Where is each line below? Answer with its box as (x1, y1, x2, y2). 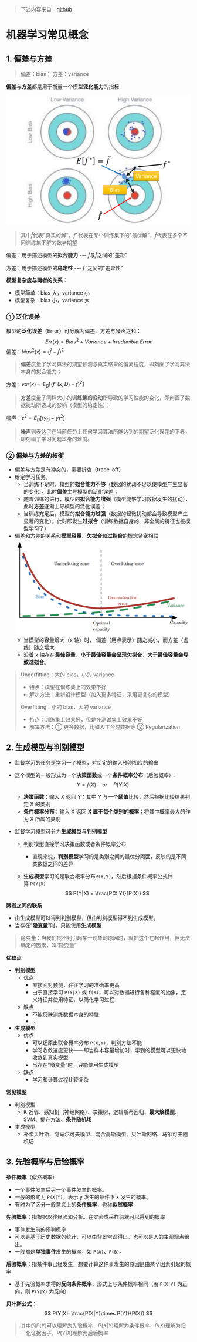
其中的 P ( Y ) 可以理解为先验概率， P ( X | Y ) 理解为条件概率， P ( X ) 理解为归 (20, 1322, 186, 1329)
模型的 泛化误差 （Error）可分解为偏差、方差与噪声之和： (6, 327, 142, 335)
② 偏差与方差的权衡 (6, 451, 64, 460)
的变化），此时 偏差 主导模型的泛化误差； (23, 488, 119, 495)
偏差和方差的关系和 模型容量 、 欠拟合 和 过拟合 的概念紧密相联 (14, 533, 159, 540)
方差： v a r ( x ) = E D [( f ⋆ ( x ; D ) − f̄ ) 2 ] (6, 379, 84, 389)
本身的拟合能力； (20, 368, 62, 375)
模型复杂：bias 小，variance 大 (14, 297, 90, 304)
